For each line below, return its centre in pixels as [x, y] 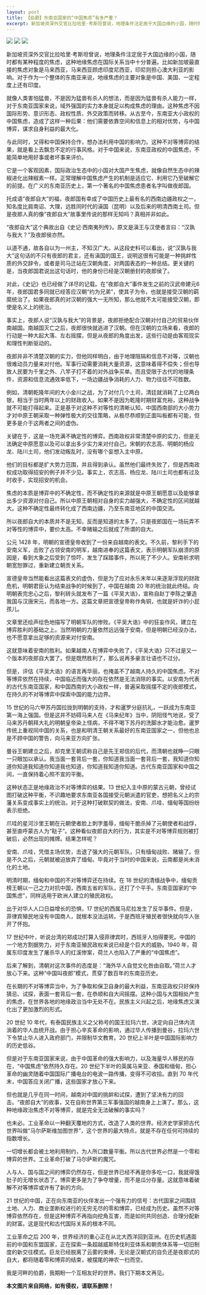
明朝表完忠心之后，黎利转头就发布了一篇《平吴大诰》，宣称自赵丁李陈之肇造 [102, 594]
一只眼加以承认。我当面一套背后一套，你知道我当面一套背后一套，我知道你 [100, 759]
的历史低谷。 [22, 1045]
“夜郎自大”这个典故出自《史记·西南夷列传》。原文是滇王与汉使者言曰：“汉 [98, 227]
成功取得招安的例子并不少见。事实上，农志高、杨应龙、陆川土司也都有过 [103, 472]
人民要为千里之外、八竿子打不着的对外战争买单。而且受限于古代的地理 [100, 372]
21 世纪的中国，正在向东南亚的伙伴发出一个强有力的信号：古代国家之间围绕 [101, 1201]
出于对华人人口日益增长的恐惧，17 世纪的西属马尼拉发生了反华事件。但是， [101, 909]
